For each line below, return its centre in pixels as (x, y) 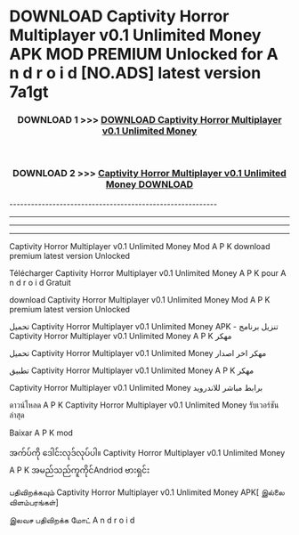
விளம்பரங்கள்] (34, 502)
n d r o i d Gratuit (40, 282)
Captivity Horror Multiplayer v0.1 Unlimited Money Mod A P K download (140, 246)
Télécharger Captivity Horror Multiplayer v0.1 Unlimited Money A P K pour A (148, 272)
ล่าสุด (17, 415)
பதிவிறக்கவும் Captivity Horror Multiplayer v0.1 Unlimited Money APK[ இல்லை (147, 492)
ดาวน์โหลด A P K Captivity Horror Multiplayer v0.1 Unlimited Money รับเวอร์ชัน (144, 405)
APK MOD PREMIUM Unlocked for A (144, 54)
